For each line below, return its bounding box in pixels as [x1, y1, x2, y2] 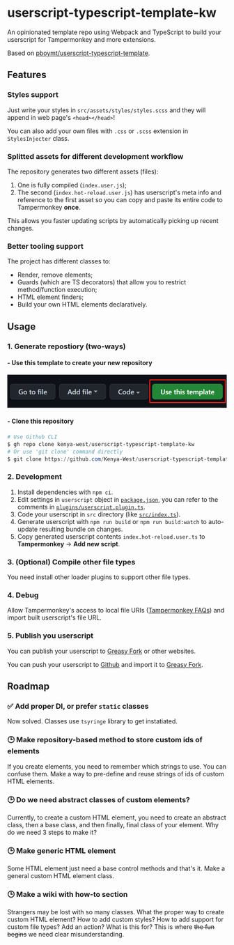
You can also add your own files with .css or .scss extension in [7, 127, 189, 135]
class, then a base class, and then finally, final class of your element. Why [7, 820, 219, 829]
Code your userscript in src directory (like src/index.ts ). [17, 510, 181, 518]
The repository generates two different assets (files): [7, 167, 159, 176]
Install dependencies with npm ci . [17, 488, 114, 496]
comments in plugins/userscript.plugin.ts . [17, 502, 146, 511]
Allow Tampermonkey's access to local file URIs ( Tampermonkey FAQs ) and [7, 606, 225, 615]
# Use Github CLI [7, 433, 58, 440]
